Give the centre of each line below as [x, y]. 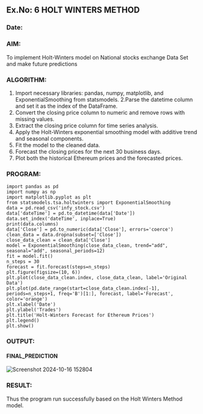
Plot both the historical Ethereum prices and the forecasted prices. [99, 158]
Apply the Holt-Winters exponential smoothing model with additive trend [106, 132]
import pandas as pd [33, 187]
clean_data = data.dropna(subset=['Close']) [64, 235]
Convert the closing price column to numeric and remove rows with [100, 112]
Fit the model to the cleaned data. [57, 145]
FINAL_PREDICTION [32, 356]
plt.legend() [23, 321]
